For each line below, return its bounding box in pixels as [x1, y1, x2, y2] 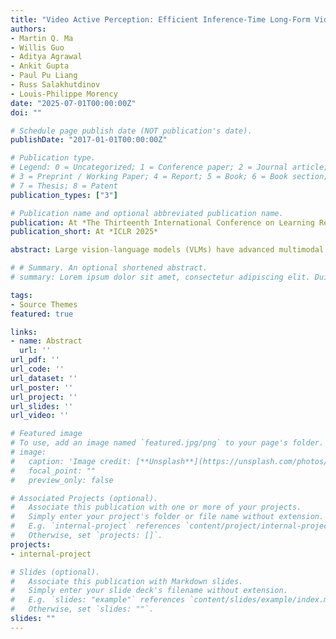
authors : [10, 24, 47, 34]
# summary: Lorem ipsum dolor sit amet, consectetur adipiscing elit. [10, 272, 311, 282]
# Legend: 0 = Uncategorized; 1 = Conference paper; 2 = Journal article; [10, 162, 329, 173]
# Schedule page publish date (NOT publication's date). [10, 126, 253, 136]
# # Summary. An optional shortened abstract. [10, 263, 208, 273]
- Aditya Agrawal [10, 52, 83, 62]
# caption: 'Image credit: [10, 456, 132, 466]
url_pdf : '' [10, 355, 60, 365]
